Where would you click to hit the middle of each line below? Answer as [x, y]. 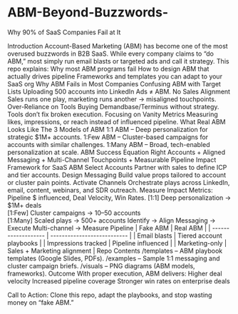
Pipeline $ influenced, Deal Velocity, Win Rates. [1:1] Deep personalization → [119, 198]
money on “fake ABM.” [41, 302]
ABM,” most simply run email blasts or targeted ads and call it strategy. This [118, 61]
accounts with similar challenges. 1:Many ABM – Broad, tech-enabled [109, 144]
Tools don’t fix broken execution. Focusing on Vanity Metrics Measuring [113, 114]
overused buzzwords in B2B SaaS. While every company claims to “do [110, 54]
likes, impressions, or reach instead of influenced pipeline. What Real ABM [117, 121]
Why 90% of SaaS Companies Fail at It [64, 32]
